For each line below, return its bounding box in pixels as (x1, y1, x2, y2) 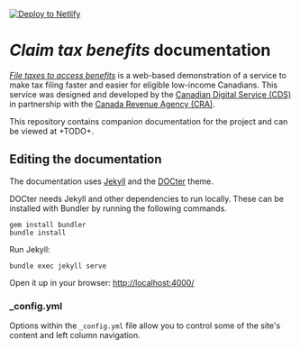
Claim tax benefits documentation (9, 41, 271, 60)
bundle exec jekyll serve (9, 262, 106, 271)
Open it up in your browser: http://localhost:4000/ (9, 277, 195, 288)
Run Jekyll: (9, 243, 51, 254)
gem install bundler (9, 220, 87, 229)
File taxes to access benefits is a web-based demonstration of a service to (9, 69, 286, 80)
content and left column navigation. (9, 330, 141, 341)
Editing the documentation (9, 152, 162, 167)
